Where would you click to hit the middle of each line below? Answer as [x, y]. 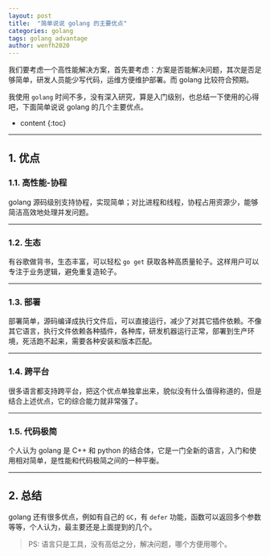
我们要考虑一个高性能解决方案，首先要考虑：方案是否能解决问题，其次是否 [131, 70]
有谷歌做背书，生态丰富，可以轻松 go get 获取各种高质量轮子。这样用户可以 [134, 262]
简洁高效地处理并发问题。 [51, 212]
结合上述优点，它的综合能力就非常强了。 [75, 400]
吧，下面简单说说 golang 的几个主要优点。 [78, 107]
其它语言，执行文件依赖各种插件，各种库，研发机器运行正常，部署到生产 [128, 331]
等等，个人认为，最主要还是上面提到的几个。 [82, 527]
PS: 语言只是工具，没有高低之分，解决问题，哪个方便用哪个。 [129, 544]
